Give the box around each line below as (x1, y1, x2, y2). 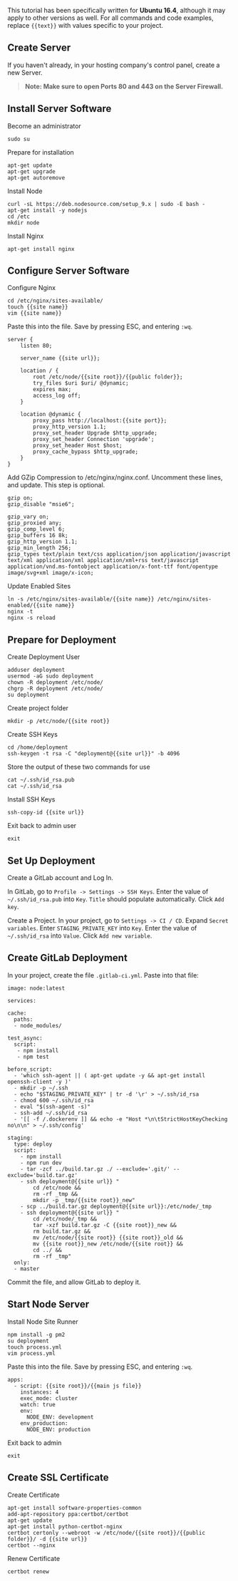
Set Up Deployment (7, 854, 95, 866)
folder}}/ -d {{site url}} (7, 1535, 88, 1543)
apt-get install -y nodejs (7, 207, 88, 214)
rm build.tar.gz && (33, 1228, 91, 1235)
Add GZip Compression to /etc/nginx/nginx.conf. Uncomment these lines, (7, 473, 223, 482)
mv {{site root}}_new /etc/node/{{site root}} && (33, 1240, 183, 1248)
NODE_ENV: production (26, 1426, 91, 1433)
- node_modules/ (14, 1022, 62, 1029)
